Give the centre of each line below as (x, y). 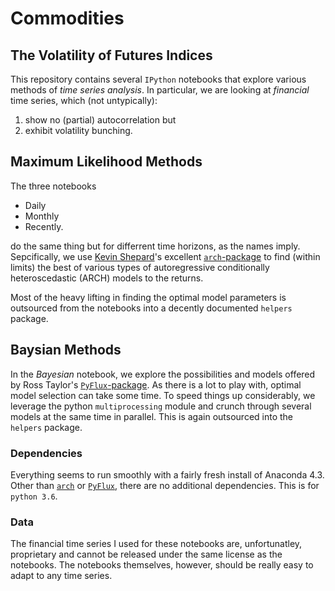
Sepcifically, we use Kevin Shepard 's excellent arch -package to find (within (165, 256)
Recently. (44, 226)
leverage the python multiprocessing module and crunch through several (161, 406)
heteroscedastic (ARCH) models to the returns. (107, 278)
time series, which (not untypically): (84, 100)
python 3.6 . (34, 496)
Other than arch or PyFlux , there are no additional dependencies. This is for (165, 485)
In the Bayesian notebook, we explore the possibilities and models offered (163, 374)
